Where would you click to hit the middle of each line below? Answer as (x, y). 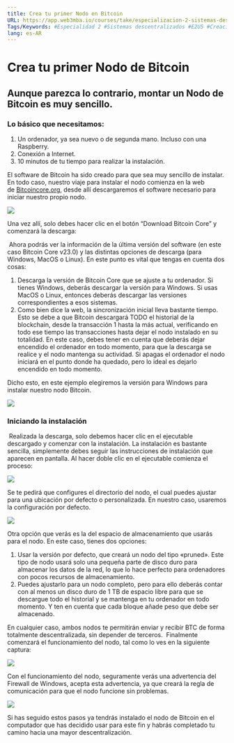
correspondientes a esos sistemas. (68, 302)
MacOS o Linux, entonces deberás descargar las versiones (102, 295)
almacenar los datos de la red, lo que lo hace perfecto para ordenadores (121, 569)
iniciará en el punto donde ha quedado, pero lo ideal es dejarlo (107, 362)
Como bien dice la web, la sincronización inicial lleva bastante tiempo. (118, 310)
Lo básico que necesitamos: (56, 124)
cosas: (17, 267)
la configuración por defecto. (49, 507)
